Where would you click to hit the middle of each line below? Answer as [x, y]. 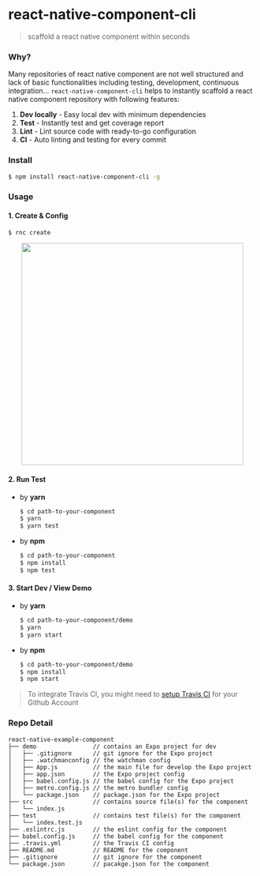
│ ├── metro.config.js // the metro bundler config [98, 788]
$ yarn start [41, 635]
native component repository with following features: [94, 100]
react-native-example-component [61, 739]
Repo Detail [31, 723]
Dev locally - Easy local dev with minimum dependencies [113, 115]
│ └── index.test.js [45, 822]
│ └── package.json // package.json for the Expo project [114, 795]
